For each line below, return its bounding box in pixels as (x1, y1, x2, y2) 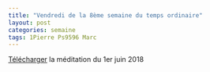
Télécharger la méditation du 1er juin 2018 (8, 55, 144, 64)
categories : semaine (8, 26, 77, 34)
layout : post (8, 19, 51, 27)
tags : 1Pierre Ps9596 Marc (8, 33, 97, 41)
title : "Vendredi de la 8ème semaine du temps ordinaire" (8, 11, 203, 20)
